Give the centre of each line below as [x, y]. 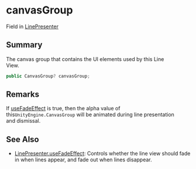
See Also [23, 139]
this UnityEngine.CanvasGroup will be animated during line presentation [90, 114]
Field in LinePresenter [32, 26]
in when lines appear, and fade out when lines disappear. [83, 160]
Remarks [23, 94]
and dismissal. [23, 121]
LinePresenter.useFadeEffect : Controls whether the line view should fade [102, 154]
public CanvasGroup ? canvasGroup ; [48, 76]
